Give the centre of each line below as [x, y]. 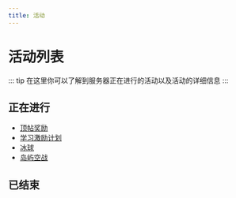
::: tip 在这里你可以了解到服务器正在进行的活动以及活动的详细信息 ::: [118, 80]
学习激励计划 [40, 138]
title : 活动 [27, 15]
